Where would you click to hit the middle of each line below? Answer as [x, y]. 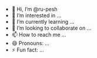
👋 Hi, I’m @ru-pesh [34, 9]
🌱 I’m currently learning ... [43, 22]
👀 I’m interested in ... [36, 15]
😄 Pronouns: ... [31, 43]
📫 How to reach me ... [39, 35]
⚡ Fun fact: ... [28, 50]
